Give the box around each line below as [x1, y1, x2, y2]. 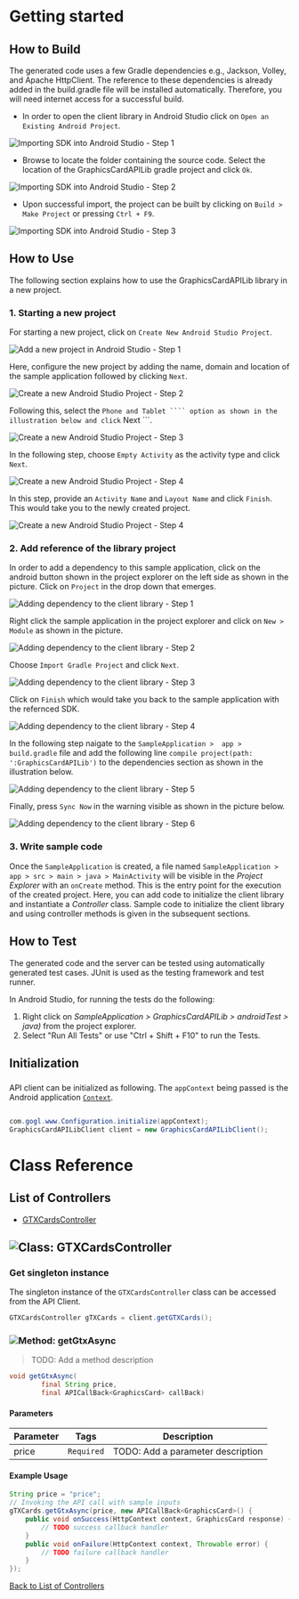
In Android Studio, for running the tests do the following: [9, 994, 215, 1004]
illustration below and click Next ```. [9, 415, 153, 426]
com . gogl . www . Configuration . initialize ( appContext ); [9, 1116, 209, 1125]
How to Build [9, 42, 82, 57]
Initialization [9, 1055, 80, 1070]
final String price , [41, 1380, 117, 1390]
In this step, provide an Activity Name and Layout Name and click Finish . [9, 493, 273, 504]
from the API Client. [9, 1296, 82, 1307]
